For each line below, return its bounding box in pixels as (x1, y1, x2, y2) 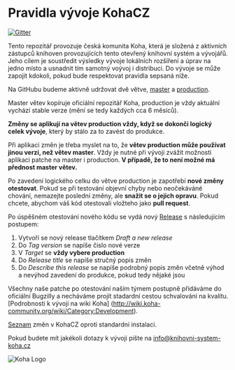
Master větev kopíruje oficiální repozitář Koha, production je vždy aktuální (8, 98, 220, 107)
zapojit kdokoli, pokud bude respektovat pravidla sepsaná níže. (8, 71, 190, 80)
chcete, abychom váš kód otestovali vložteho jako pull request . (8, 198, 191, 207)
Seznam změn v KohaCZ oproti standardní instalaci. (8, 320, 157, 329)
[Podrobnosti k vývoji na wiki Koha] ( (8, 299, 114, 308)
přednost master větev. (8, 163, 78, 171)
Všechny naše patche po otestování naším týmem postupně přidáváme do (8, 284, 222, 292)
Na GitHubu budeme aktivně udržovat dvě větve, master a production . (8, 85, 211, 93)
